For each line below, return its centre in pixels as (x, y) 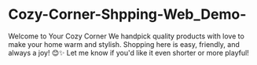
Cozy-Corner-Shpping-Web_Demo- (127, 14)
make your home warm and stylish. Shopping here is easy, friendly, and (124, 44)
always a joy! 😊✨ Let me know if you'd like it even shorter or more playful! (128, 52)
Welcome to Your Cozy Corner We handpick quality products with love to (127, 36)
